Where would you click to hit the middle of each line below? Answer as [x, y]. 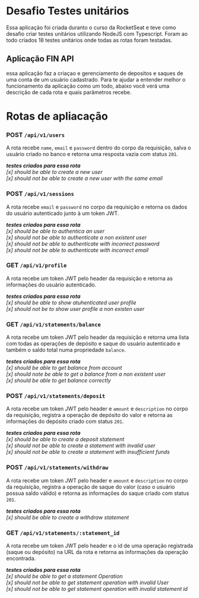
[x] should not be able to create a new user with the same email [84, 178]
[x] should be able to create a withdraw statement [68, 517]
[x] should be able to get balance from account [64, 368]
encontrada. [21, 559]
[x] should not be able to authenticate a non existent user [77, 237]
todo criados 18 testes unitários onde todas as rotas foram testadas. [89, 40]
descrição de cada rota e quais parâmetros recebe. [69, 92]
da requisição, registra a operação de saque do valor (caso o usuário [91, 487]
